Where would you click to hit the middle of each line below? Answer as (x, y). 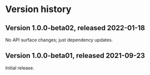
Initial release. (20, 68)
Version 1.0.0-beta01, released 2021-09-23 (75, 56)
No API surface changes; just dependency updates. (59, 40)
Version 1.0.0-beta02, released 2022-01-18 (75, 28)
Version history (39, 9)
